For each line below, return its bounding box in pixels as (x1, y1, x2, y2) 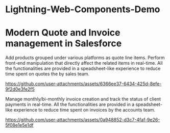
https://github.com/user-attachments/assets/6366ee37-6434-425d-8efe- (5, 81, 162, 87)
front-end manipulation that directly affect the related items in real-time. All (5, 60, 163, 66)
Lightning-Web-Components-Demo (5, 4, 160, 15)
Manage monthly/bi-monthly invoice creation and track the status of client (5, 96, 161, 102)
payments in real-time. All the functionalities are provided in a (5, 101, 135, 108)
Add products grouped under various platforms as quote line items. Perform (5, 55, 165, 61)
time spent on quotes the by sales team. (5, 71, 90, 77)
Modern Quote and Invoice (5, 27, 120, 39)
